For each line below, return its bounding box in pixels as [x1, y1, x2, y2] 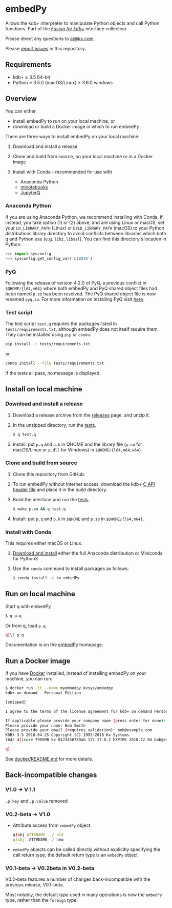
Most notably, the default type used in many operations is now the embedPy [5, 892, 162, 898]
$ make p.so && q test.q [12, 506, 66, 512]
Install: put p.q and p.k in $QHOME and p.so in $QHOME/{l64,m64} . [12, 516, 144, 522]
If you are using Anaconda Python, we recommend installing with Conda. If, [5, 214, 164, 220]
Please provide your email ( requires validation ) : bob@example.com [5, 728, 153, 733]
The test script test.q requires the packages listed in [5, 320, 117, 327]
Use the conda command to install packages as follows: [12, 565, 129, 572]
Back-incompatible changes [5, 771, 97, 780]
